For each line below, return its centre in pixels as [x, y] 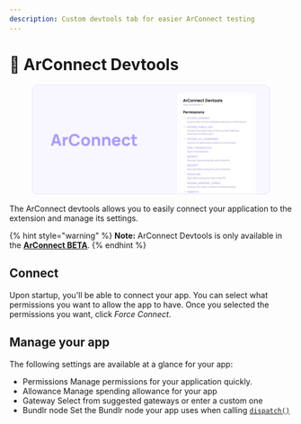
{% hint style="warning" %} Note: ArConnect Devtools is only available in [146, 235]
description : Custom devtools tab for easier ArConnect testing [132, 19]
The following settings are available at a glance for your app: [121, 364]
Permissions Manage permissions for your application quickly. [137, 381]
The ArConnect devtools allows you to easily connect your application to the [150, 208]
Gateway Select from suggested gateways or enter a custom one [142, 401]
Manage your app [60, 343]
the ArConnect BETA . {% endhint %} [78, 245]
